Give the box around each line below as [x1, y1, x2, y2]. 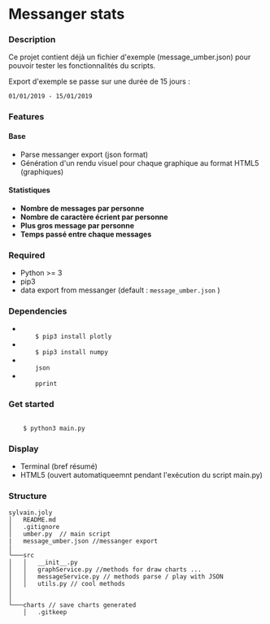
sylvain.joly [8, 509, 53, 517]
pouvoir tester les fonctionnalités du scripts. [8, 61, 156, 71]
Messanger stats [8, 5, 125, 24]
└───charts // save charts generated [8, 601, 137, 609]
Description [8, 34, 56, 45]
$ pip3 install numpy [35, 349, 108, 357]
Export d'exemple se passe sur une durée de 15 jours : [8, 76, 191, 86]
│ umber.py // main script [8, 530, 111, 539]
